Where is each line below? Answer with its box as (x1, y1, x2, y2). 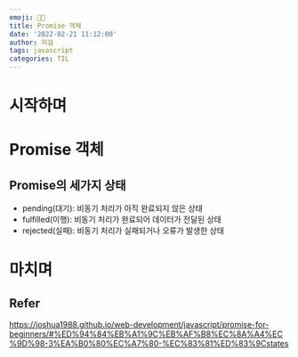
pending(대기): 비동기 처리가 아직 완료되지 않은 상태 (21, 203, 203, 214)
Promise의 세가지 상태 (9, 177, 126, 192)
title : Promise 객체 (9, 21, 82, 30)
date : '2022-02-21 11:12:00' (9, 29, 117, 38)
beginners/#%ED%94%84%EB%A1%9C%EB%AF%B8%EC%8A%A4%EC (9, 329, 283, 339)
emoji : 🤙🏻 (9, 12, 46, 22)
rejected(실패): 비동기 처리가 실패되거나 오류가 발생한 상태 (21, 225, 225, 236)
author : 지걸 (9, 37, 54, 47)
